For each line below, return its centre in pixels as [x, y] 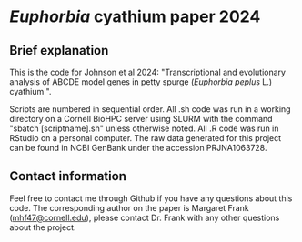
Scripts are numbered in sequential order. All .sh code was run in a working [150, 109]
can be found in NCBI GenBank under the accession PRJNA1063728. [138, 148]
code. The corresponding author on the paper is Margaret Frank [130, 207]
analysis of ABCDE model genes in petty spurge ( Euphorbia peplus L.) [141, 82]
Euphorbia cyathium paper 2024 [135, 17]
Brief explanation [59, 50]
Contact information [68, 176]
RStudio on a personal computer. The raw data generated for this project [146, 138]
